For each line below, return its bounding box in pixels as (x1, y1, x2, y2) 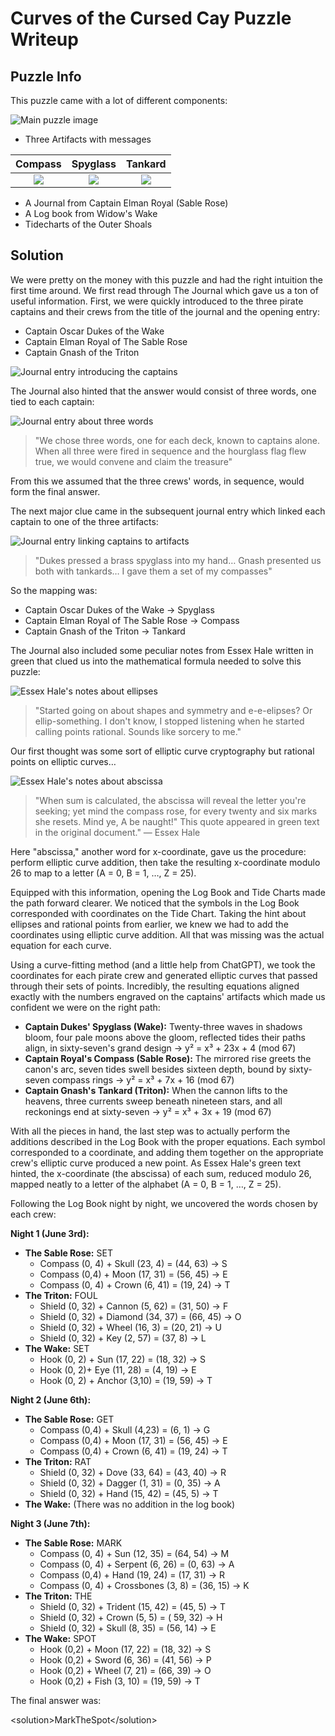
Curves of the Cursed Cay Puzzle (10, 7, 292, 30)
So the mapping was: (10, 584, 98, 596)
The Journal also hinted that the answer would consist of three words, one (10, 385, 317, 397)
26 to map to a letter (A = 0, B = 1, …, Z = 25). (10, 867, 197, 879)
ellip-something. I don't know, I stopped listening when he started (34, 715, 305, 727)
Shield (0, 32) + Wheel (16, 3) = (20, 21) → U (39, 1321, 222, 1333)
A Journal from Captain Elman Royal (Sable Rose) (24, 197, 229, 209)
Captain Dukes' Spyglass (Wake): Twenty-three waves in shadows (24, 1020, 303, 1032)
